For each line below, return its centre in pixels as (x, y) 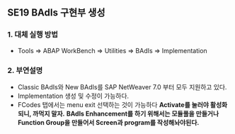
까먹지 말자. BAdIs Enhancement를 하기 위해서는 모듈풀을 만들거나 (126, 113)
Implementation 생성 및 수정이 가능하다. (73, 96)
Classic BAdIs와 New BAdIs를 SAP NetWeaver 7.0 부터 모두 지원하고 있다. (122, 86)
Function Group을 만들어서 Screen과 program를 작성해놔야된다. (108, 122)
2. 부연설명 (25, 70)
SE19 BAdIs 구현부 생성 (56, 13)
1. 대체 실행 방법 (33, 35)
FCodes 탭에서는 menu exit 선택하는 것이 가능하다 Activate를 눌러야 (113, 104)
